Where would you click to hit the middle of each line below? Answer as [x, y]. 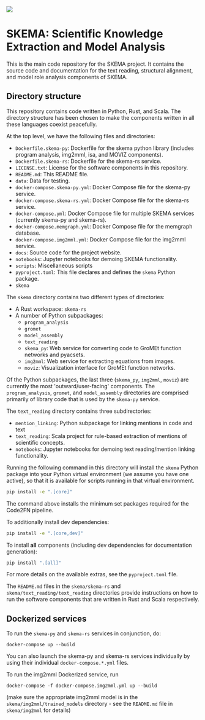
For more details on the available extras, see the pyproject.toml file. [92, 574]
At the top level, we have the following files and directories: [81, 136]
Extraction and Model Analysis [86, 47]
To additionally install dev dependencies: [58, 522]
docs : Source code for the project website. [69, 252]
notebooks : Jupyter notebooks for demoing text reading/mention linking [105, 449]
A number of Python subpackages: [59, 315]
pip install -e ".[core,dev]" [45, 533]
